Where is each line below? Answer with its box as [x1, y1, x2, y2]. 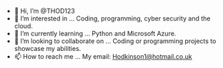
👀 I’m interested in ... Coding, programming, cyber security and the [14, 14, 211, 23]
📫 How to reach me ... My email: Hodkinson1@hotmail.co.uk [14, 52, 192, 60]
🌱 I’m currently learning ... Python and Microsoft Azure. [14, 29, 177, 38]
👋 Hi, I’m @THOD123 [14, 7, 75, 15]
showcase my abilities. [14, 45, 81, 52]
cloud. [14, 22, 34, 30]
